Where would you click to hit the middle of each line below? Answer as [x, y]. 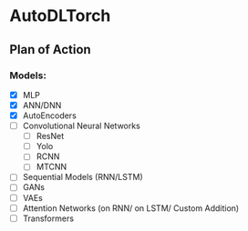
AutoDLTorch [60, 16]
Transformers [48, 218]
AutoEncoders [50, 115]
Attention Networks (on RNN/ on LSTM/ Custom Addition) [131, 208]
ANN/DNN [42, 105]
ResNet [50, 136]
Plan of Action [50, 50]
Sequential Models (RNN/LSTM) [83, 177]
